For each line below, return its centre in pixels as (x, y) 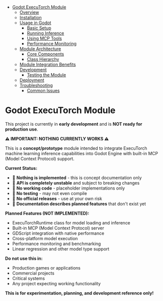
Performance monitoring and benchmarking (56, 244)
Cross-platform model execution (45, 238)
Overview (29, 12)
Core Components (45, 54)
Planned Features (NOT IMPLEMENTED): (47, 213)
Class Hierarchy (43, 59)
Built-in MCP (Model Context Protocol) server (58, 228)
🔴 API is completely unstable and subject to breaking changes (76, 183)
